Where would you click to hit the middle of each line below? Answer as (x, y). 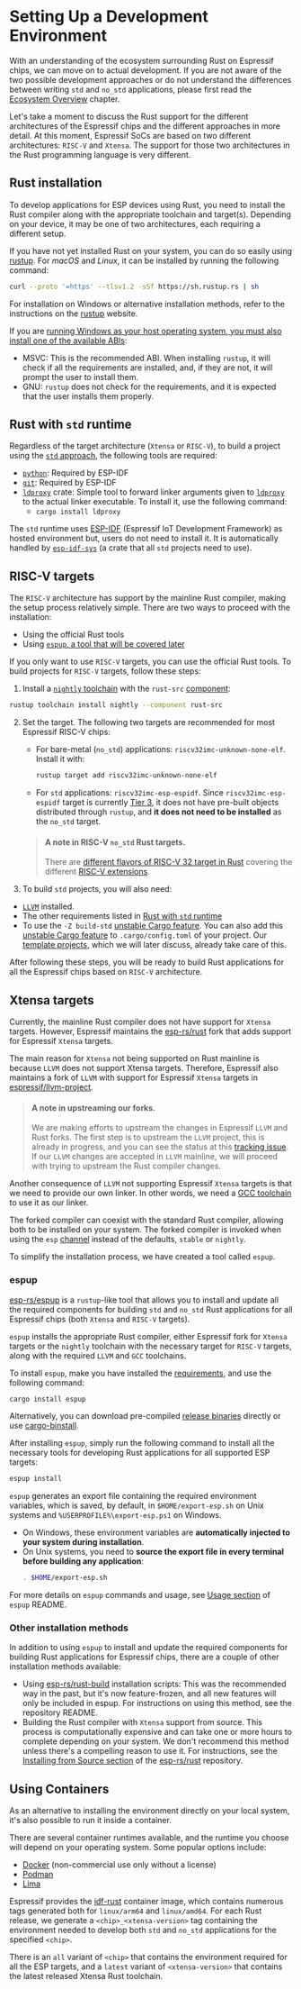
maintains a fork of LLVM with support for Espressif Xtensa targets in (134, 1077)
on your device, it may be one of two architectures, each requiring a (135, 223)
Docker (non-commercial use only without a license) (120, 1865)
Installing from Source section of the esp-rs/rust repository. (133, 1761)
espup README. (38, 1604)
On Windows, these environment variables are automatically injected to (156, 1532)
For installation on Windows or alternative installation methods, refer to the (147, 304)
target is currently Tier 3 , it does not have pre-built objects (171, 802)
